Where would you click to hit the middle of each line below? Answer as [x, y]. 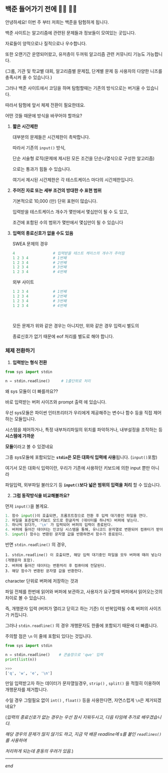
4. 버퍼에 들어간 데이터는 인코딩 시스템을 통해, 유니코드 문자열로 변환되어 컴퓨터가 [79, 530]
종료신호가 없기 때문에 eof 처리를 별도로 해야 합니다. [63, 336]
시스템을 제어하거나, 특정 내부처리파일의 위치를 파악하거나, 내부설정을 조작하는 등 [84, 429]
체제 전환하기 [20, 351]
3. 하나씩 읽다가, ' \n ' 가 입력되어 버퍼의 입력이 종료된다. [59, 525]
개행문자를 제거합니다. [27, 690]
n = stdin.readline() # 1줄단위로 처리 [48, 381]
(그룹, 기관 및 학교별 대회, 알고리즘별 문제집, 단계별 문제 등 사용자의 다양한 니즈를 [84, 71]
